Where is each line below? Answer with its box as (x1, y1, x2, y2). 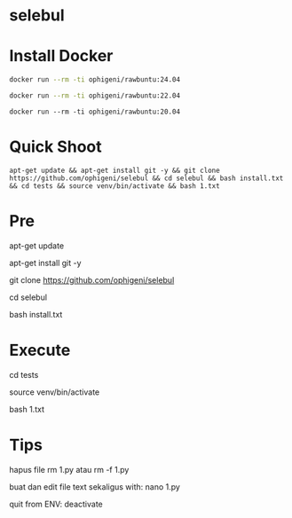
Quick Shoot (9, 137, 102, 157)
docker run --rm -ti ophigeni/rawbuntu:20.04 (9, 107, 180, 116)
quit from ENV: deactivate (9, 498, 104, 509)
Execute (9, 340, 71, 360)
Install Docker (9, 46, 114, 67)
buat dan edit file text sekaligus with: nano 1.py (9, 481, 180, 492)
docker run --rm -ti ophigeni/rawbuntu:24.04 (9, 75, 180, 84)
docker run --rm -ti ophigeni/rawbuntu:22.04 (9, 91, 180, 100)
